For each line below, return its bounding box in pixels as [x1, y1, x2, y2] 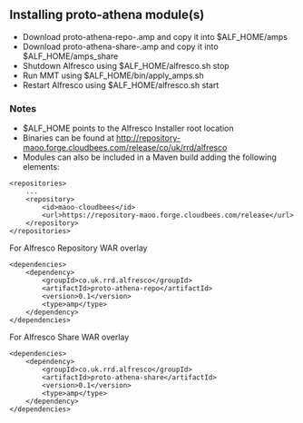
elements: [22, 162, 61, 172]
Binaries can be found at [22, 133, 115, 143]
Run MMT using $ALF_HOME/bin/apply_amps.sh [22, 70, 204, 81]
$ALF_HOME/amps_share [22, 50, 119, 62]
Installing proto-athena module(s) [9, 7, 205, 23]
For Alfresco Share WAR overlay [9, 331, 130, 343]
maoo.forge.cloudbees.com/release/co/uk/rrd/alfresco [22, 143, 228, 153]
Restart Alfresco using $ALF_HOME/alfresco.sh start [22, 79, 220, 90]
